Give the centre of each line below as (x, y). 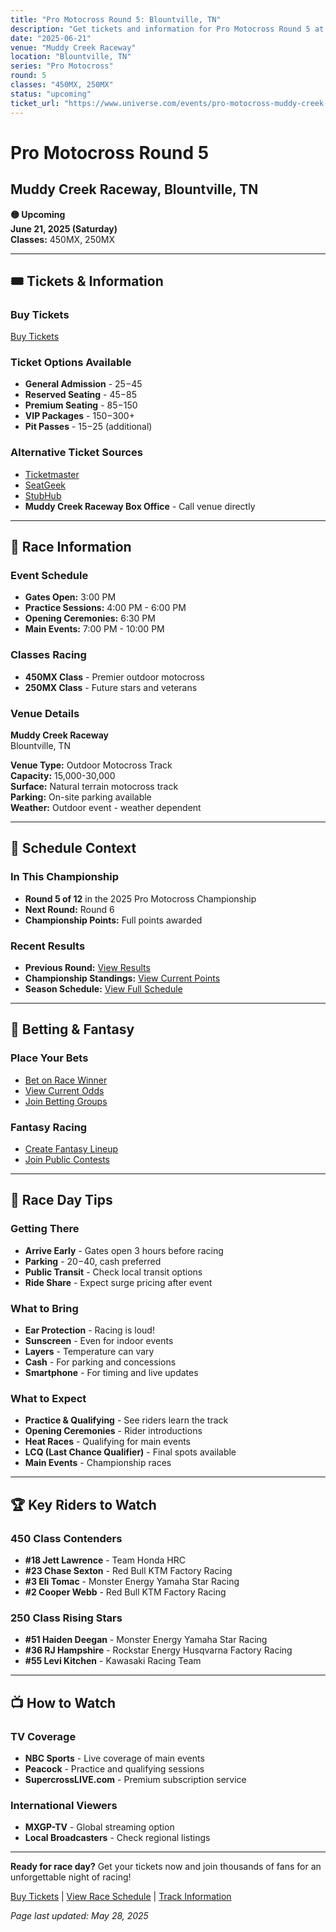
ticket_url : (35, 103)
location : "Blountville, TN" (71, 57)
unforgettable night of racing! (71, 1877)
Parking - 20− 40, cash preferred (93, 1261)
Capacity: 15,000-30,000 (63, 776)
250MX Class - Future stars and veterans (111, 687)
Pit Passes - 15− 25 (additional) (88, 427)
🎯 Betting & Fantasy (72, 1029)
